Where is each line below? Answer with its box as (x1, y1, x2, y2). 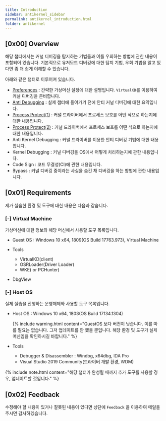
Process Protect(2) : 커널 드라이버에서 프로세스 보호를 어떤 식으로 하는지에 (12, 124, 158, 130)
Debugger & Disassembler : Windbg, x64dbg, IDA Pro (19, 353, 129, 359)
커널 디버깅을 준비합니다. (12, 93, 60, 99)
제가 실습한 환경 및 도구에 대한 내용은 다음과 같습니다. (5, 202, 108, 208)
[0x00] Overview (5, 39, 59, 48)
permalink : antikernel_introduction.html (5, 16, 92, 21)
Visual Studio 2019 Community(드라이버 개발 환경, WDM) (19, 359, 134, 365)
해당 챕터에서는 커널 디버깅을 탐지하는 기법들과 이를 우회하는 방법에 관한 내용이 (5, 53, 158, 60)
